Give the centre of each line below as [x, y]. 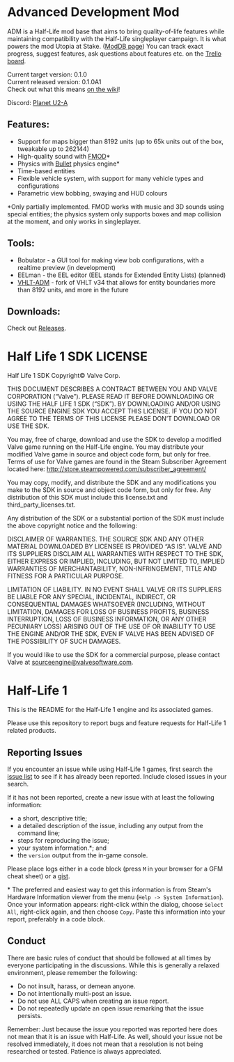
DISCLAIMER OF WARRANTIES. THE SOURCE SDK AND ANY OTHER [106, 539]
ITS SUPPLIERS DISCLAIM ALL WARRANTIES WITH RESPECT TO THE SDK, [115, 554]
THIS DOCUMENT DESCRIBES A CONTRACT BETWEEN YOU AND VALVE [112, 389]
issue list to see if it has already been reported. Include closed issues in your [117, 777]
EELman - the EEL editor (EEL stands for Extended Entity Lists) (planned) [122, 275]
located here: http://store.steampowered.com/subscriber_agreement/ [107, 469]
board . [17, 61]
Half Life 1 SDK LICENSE [77, 356]
